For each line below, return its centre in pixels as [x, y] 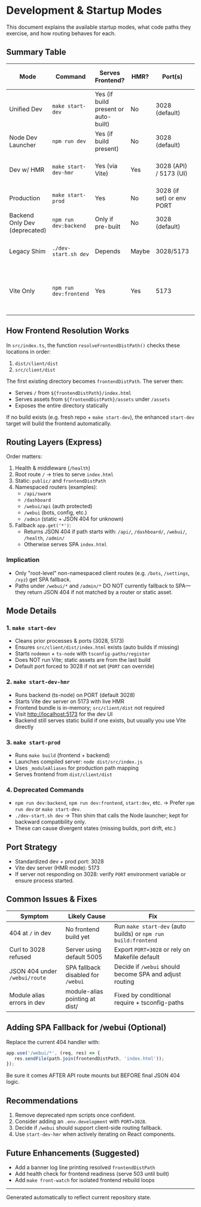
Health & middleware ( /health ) [53, 468]
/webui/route [28, 978]
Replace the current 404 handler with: [53, 1042]
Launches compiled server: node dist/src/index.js [79, 761]
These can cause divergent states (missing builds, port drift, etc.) [95, 828]
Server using [83, 949]
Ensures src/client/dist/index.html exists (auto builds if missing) [97, 647]
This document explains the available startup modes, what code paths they [99, 27]
